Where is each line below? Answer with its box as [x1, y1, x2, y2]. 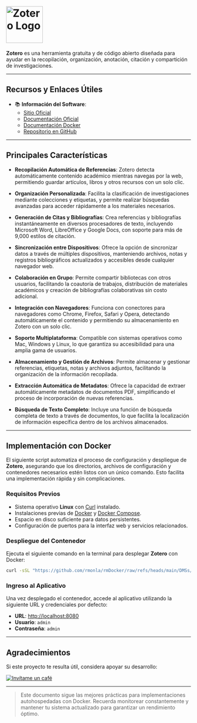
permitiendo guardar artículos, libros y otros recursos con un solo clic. [14, 178, 185, 185]
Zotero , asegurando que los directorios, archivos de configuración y [6, 463, 171, 470]
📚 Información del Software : [14, 101, 87, 108]
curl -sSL [6, 567, 30, 573]
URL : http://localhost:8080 [14, 612, 79, 620]
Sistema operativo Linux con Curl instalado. [14, 503, 121, 510]
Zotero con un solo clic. [14, 323, 72, 330]
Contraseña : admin [14, 625, 60, 632]
